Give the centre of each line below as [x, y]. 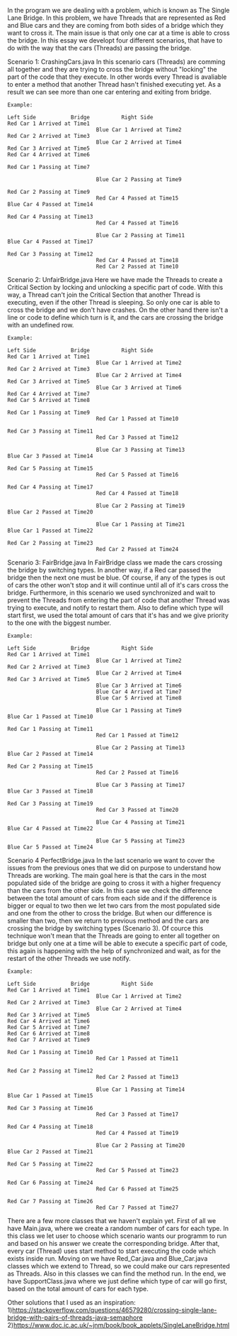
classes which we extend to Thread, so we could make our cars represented [118, 1266]
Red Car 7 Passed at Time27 [137, 1207]
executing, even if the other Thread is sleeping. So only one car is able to [114, 302]
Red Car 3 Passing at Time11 [50, 431]
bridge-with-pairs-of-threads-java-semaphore [75, 1318]
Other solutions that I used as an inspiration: [71, 1302]
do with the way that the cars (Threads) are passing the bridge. [100, 48]
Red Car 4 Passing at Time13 [50, 217]
